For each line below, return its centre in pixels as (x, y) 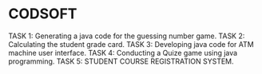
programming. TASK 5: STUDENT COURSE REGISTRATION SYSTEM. (121, 61)
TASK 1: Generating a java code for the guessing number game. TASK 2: (127, 36)
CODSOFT (43, 14)
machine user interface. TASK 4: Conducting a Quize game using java (123, 53)
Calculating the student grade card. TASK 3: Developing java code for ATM (131, 44)
